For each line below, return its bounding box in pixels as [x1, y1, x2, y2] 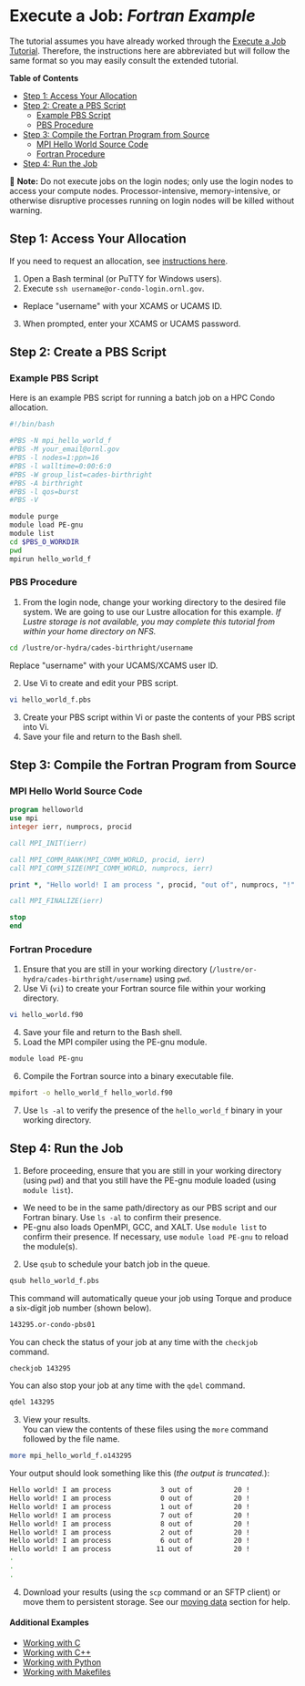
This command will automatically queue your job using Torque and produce [9, 1292, 292, 1303]
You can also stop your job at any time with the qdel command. [9, 1380, 246, 1391]
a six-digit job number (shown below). [9, 1302, 152, 1313]
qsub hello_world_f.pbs [9, 1276, 100, 1285]
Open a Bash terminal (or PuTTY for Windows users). [22, 272, 222, 283]
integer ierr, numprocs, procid [9, 822, 132, 832]
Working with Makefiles [22, 1666, 111, 1677]
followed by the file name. [22, 1434, 120, 1444]
